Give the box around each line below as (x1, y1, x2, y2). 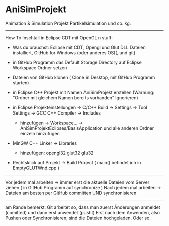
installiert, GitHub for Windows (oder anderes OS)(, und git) (12, 49, 136, 56)
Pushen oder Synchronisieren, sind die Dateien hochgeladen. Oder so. (5, 215, 151, 221)
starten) (12, 79, 29, 86)
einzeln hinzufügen (20, 130, 60, 136)
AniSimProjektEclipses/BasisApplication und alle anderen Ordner (20, 125, 154, 131)
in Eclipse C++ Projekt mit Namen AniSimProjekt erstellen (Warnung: (12, 89, 155, 95)
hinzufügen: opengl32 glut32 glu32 (20, 150, 94, 156)
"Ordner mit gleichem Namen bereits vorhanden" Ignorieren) (12, 94, 138, 101)
